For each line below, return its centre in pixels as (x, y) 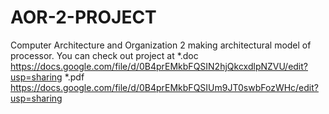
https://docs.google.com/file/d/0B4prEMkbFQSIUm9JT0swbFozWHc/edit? (164, 87)
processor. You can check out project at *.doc (104, 55)
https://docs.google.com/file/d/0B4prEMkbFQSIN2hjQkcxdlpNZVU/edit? (159, 66)
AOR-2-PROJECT (83, 17)
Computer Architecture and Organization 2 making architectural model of (161, 45)
